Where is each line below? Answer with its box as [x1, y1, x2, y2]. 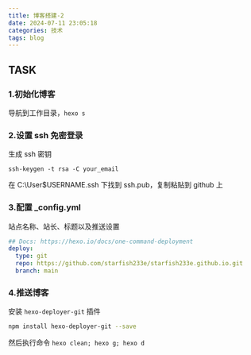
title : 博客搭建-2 [8, 11, 65, 20]
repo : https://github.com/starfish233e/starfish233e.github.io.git [15, 260, 244, 268]
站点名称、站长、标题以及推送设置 [8, 222, 120, 231]
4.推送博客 [8, 287, 49, 298]
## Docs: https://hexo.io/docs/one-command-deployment [8, 237, 194, 245]
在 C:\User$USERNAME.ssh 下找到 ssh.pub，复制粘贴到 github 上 [8, 180, 224, 190]
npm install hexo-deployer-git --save [8, 322, 137, 330]
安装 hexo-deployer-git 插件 [8, 307, 101, 316]
